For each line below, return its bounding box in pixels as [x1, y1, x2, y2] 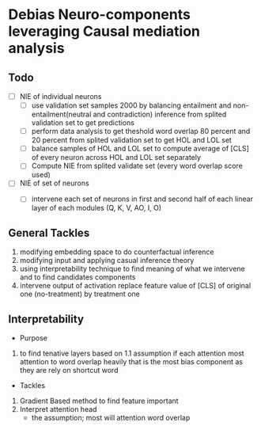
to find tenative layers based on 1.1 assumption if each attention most [19, 348, 244, 358]
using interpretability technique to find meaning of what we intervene [19, 264, 245, 274]
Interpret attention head [19, 405, 97, 414]
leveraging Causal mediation [8, 22, 200, 40]
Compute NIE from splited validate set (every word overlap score [31, 161, 243, 171]
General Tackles [8, 226, 90, 239]
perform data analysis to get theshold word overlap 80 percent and [31, 127, 251, 136]
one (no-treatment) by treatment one [19, 289, 140, 299]
